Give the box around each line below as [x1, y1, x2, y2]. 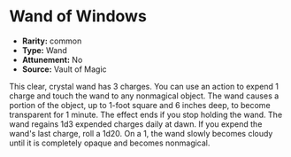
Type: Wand [21, 44, 68, 55]
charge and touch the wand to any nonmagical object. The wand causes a [9, 90, 280, 101]
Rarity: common [21, 35, 82, 46]
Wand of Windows [9, 6, 148, 27]
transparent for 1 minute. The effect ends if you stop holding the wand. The [9, 109, 283, 120]
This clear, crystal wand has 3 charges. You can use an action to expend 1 [9, 81, 279, 91]
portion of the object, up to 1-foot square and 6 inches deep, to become [9, 99, 272, 110]
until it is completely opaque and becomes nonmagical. [9, 137, 211, 148]
